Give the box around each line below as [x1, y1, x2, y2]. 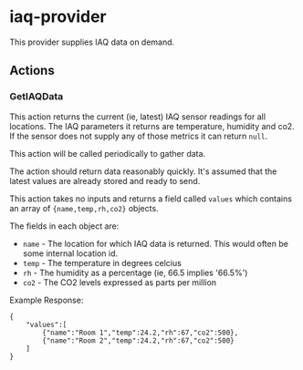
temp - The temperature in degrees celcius [22, 257, 183, 268]
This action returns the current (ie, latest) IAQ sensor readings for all [9, 111, 266, 122]
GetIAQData [9, 90, 64, 103]
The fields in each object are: [9, 221, 120, 231]
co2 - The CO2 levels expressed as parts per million [22, 276, 217, 288]
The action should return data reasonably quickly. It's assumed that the [9, 166, 277, 177]
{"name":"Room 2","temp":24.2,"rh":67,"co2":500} [42, 335, 235, 345]
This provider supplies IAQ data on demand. [9, 36, 175, 47]
